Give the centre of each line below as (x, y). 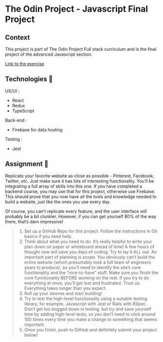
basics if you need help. (48, 236)
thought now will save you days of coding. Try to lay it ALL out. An (91, 252)
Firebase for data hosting (37, 129)
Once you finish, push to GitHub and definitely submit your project (91, 330)
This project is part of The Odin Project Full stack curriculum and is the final (81, 49)
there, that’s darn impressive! (34, 221)
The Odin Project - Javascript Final (77, 9)
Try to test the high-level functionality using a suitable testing (86, 299)
